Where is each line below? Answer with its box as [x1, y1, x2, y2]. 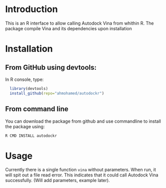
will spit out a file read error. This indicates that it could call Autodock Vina [5, 172, 159, 178]
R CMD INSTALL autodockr [5, 133, 57, 138]
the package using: [5, 123, 45, 129]
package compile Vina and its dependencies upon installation [5, 25, 132, 31]
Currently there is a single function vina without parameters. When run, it [5, 167, 156, 173]
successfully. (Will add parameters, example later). [5, 177, 110, 183]
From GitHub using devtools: [5, 63, 97, 71]
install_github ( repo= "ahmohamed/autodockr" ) [10, 90, 104, 96]
